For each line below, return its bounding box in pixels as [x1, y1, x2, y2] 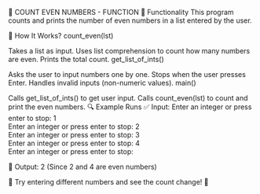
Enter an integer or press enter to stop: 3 [8, 130, 140, 139]
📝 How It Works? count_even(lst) [8, 31, 114, 40]
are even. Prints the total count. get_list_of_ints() [8, 55, 165, 64]
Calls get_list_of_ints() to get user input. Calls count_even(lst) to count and [8, 93, 249, 102]
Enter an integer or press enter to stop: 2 [8, 122, 140, 131]
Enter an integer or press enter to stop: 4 [8, 138, 140, 148]
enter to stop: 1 [8, 114, 57, 123]
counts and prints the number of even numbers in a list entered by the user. [8, 16, 253, 25]
